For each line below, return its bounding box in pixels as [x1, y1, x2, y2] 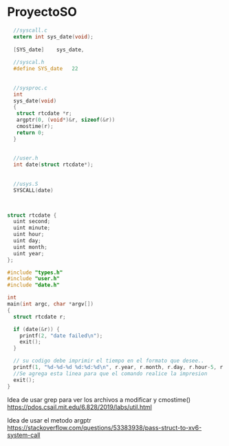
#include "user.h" [7, 275, 60, 282]
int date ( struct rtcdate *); [13, 161, 94, 169]
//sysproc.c [13, 84, 48, 92]
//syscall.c [13, 27, 48, 34]
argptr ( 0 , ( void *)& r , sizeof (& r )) [16, 116, 116, 124]
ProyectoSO [7, 4, 78, 20]
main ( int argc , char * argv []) [7, 301, 94, 308]
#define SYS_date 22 [13, 65, 78, 72]
